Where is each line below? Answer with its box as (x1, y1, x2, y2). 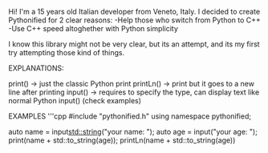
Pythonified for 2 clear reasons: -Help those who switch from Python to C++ (8, 15, 261, 25)
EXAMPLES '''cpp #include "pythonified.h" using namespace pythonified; (8, 111, 251, 121)
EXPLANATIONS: (8, 63, 64, 73)
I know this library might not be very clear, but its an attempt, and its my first (8, 39, 260, 49)
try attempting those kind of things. (8, 48, 125, 57)
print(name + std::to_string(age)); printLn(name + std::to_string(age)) (8, 135, 236, 145)
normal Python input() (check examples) (8, 96, 142, 105)
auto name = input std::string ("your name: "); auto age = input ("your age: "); (8, 127, 258, 136)
